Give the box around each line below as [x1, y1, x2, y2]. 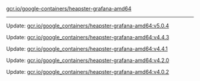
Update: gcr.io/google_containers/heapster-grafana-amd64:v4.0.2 [6, 68, 170, 75]
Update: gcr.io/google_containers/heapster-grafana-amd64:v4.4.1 [6, 45, 168, 52]
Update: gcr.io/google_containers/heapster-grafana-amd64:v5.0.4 [6, 22, 170, 29]
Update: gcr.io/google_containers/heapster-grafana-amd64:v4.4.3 [6, 34, 170, 40]
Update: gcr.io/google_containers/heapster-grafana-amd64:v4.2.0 [6, 57, 170, 64]
